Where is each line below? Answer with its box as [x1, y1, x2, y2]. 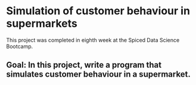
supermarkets [6, 17, 77, 30]
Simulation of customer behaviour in [6, 4, 191, 18]
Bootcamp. [6, 43, 33, 50]
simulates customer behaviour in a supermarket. [6, 70, 191, 80]
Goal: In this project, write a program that [6, 60, 162, 70]
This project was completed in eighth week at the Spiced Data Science [6, 36, 180, 43]
